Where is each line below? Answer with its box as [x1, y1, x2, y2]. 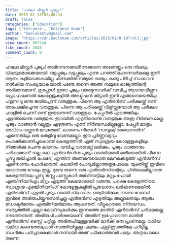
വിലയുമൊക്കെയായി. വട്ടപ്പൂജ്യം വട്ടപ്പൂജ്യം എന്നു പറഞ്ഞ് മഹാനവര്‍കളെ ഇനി [5, 69, 160, 76]
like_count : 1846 [5, 45, 42, 50]
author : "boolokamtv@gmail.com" [5, 31, 74, 36]
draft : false [5, 17, 33, 22]
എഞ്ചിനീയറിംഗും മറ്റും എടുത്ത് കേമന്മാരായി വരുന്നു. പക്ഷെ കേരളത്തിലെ [5, 178, 156, 184]
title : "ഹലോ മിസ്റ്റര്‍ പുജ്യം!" [5, 7, 64, 13]
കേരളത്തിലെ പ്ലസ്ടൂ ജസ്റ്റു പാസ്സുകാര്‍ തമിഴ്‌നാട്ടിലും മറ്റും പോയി [5, 172, 131, 178]
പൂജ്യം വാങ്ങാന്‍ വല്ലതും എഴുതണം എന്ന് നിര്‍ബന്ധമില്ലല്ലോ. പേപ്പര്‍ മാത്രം [5, 121, 152, 127]
